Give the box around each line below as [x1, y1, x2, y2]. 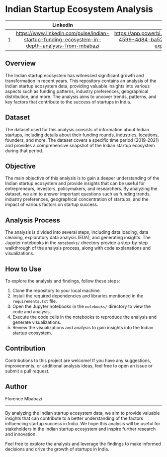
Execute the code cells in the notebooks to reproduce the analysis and [12, 314, 157, 320]
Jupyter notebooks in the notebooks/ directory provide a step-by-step [5, 240, 148, 246]
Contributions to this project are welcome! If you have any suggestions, [5, 357, 151, 364]
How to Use [5, 265, 42, 273]
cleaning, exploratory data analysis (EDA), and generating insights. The [5, 235, 151, 241]
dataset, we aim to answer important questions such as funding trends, [5, 191, 151, 197]
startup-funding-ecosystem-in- [24, 36, 102, 43]
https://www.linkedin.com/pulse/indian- [15, 30, 110, 37]
